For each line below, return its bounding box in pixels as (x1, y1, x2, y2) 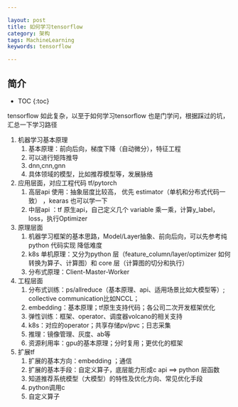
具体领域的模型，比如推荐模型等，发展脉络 (28, 169, 153, 178)
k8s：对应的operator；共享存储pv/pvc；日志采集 (28, 321, 172, 329)
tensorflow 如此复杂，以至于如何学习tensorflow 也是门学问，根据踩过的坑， (7, 111, 229, 120)
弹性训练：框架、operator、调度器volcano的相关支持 (28, 312, 183, 320)
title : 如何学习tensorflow (7, 23, 83, 31)
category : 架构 (7, 30, 50, 37)
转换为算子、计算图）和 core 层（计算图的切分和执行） (28, 258, 189, 267)
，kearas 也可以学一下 (42, 196, 108, 205)
